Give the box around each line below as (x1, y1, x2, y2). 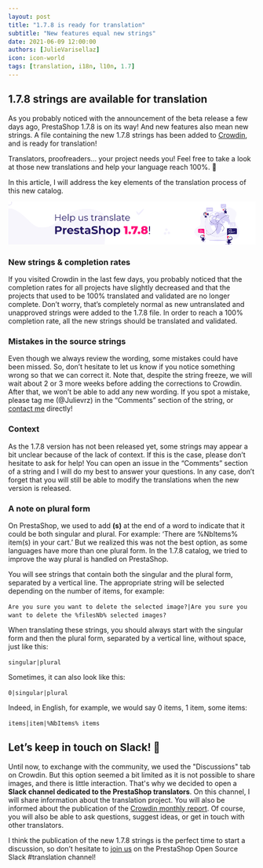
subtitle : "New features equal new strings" (8, 29, 156, 37)
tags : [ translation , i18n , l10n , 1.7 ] (8, 63, 135, 71)
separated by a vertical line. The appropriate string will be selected (8, 578, 225, 587)
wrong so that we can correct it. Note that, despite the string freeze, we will (8, 371, 253, 380)
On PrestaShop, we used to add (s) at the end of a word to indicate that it (8, 520, 245, 530)
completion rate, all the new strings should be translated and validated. (8, 316, 238, 326)
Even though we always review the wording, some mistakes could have (8, 354, 239, 364)
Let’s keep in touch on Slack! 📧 (8, 741, 161, 755)
